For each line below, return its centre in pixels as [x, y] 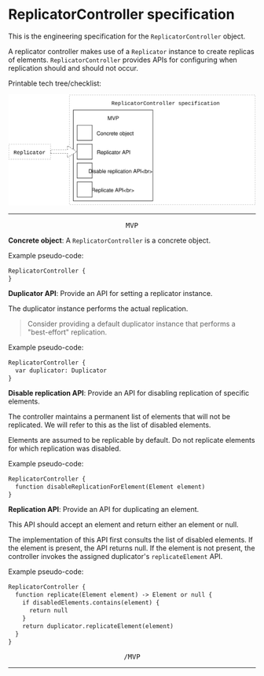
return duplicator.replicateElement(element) [98, 626]
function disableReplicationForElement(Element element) [110, 487]
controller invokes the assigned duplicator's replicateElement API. [115, 556]
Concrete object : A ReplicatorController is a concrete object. [109, 240]
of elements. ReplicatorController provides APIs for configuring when [123, 60]
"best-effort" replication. [67, 332]
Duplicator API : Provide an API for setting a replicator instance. [110, 293]
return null [48, 610]
